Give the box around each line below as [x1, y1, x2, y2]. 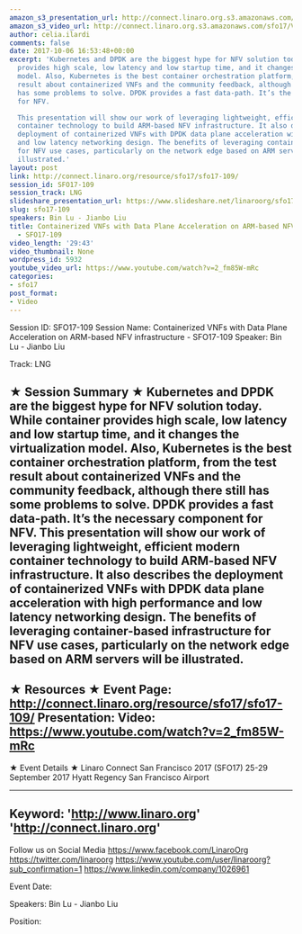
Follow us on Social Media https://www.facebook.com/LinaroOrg [9, 844, 249, 855]
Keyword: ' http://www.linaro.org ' [9, 806, 200, 822]
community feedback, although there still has [9, 482, 270, 498]
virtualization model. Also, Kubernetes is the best [9, 440, 292, 455]
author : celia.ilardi [9, 30, 91, 39]
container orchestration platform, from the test [9, 454, 277, 470]
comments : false [9, 38, 70, 48]
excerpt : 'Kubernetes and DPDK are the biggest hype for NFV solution [9, 55, 280, 64]
